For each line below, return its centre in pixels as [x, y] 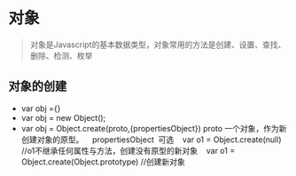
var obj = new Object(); [63, 117]
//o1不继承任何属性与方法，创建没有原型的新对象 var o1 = [128, 150]
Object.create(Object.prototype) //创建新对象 [103, 162]
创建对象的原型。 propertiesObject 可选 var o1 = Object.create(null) [151, 140]
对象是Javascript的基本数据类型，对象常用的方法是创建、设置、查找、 [158, 44]
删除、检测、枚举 [61, 55]
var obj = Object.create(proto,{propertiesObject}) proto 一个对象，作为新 [154, 128]
